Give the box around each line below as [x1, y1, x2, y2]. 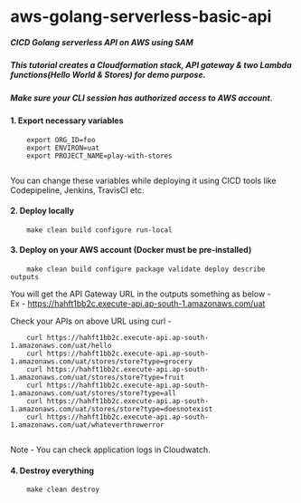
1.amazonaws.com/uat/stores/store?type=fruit [10, 372, 184, 382]
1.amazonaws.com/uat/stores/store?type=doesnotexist [10, 404, 213, 413]
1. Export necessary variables [10, 115, 125, 126]
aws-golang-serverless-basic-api [10, 6, 272, 27]
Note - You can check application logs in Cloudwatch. [10, 444, 211, 455]
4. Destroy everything [10, 465, 94, 476]
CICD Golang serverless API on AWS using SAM [10, 36, 193, 47]
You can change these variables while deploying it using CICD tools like [10, 175, 277, 186]
